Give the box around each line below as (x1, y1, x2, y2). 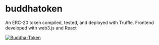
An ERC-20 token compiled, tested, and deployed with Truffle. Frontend (5, 19, 154, 25)
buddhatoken (5, 3, 63, 14)
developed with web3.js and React (5, 24, 77, 30)
